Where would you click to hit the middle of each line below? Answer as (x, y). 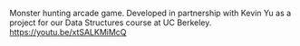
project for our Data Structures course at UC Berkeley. (111, 23)
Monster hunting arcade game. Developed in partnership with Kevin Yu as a (150, 13)
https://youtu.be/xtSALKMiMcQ (68, 32)
